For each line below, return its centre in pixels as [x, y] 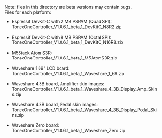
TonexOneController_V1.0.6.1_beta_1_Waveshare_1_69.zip [68, 73]
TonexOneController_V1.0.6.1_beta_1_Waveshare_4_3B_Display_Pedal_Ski [84, 110]
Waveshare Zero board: [35, 125]
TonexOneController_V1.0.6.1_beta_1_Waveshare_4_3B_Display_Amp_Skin [84, 89]
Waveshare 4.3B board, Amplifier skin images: [58, 84]
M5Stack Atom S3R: [32, 53]
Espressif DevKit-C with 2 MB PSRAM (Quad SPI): [61, 22]
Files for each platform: [28, 12]
